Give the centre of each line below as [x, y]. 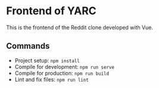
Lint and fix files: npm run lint [52, 79]
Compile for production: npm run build [62, 73]
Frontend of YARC [51, 11]
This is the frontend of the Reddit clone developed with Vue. [79, 27]
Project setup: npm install [47, 60]
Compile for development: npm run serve [64, 67]
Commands [28, 46]
